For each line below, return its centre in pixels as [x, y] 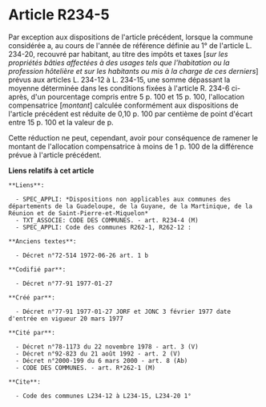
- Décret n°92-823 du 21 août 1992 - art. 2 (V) [98, 354]
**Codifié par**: [37, 269]
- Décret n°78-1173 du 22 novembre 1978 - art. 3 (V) [107, 347]
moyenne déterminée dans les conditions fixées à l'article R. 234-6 [119, 88]
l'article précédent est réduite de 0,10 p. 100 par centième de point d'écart [131, 113]
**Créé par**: [32, 297]
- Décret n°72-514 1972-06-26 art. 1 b [82, 255]
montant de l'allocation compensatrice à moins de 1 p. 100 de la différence [131, 146]
